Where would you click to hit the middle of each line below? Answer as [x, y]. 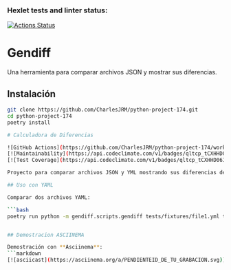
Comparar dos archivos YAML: [49, 197]
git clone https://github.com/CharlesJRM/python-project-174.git [102, 110]
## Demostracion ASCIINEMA [46, 235]
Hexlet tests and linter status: [57, 10]
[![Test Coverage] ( [35, 160]
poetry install [29, 123]
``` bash [18, 210]
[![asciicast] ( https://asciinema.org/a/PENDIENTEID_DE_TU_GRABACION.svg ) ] [117, 260]
